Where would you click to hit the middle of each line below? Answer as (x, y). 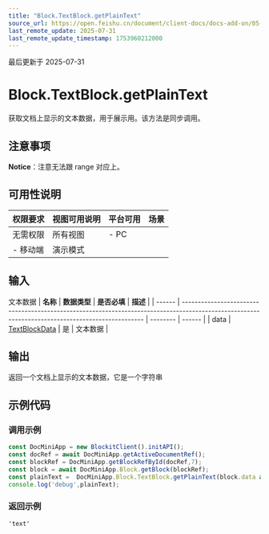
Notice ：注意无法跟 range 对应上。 (66, 167)
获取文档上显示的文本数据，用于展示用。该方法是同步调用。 (106, 118)
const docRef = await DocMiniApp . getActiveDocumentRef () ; (107, 455)
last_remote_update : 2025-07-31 (62, 31)
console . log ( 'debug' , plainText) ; (64, 484)
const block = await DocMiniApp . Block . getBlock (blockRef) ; (109, 469)
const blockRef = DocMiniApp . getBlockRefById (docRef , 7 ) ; (105, 462)
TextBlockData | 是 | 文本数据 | (58, 328)
